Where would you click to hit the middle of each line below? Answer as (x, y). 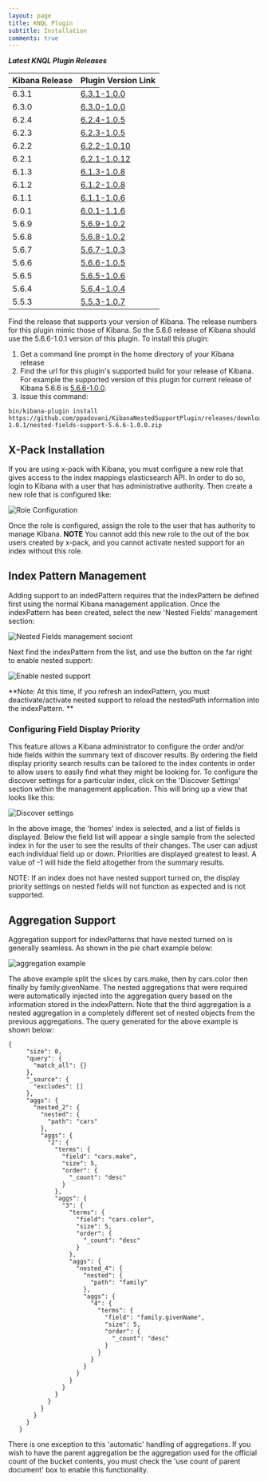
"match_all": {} (60, 1065)
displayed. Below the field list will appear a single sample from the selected (132, 837)
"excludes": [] (58, 1086)
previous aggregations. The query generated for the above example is (123, 1021)
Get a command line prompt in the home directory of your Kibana (127, 354)
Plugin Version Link (118, 81)
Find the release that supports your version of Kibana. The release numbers (133, 322)
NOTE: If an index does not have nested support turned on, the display (124, 878)
